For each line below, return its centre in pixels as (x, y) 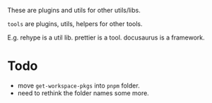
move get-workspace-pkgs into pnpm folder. (78, 85)
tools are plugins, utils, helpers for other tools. (75, 24)
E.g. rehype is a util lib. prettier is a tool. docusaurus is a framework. (106, 37)
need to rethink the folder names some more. (83, 93)
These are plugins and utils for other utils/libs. (74, 10)
